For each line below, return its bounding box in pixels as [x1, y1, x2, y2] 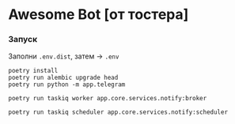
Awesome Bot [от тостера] [8, 6, 189, 24]
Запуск [8, 34, 38, 45]
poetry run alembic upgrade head [8, 73, 119, 82]
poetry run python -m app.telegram [8, 81, 126, 88]
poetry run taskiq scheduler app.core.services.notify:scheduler [8, 108, 228, 116]
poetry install [8, 67, 59, 75]
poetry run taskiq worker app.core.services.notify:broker [8, 95, 207, 103]
